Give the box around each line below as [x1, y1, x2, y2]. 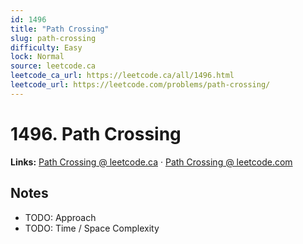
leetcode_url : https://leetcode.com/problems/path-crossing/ [10, 80, 271, 90]
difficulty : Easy [10, 42, 83, 53]
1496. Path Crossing [10, 122, 182, 145]
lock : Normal [10, 52, 65, 62]
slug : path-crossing [10, 33, 97, 43]
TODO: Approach [24, 211, 97, 223]
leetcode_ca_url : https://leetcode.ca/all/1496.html [10, 71, 235, 81]
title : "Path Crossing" [10, 24, 110, 34]
